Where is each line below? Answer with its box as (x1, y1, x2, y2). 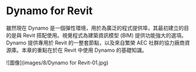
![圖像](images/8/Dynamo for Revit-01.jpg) (6, 59, 109, 66)
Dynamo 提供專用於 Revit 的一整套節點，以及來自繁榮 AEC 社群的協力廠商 (6, 39, 185, 46)
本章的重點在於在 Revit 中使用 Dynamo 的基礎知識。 (21, 46, 148, 54)
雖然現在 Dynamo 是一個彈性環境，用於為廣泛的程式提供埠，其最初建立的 (6, 24, 184, 31)
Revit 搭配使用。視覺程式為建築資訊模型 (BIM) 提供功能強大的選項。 (22, 31, 187, 39)
